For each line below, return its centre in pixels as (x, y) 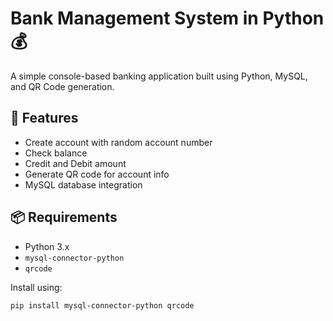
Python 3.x (47, 246)
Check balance (56, 153)
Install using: (36, 287)
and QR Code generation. (62, 86)
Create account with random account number (118, 142)
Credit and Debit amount (75, 163)
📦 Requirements (64, 217)
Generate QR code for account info (97, 174)
